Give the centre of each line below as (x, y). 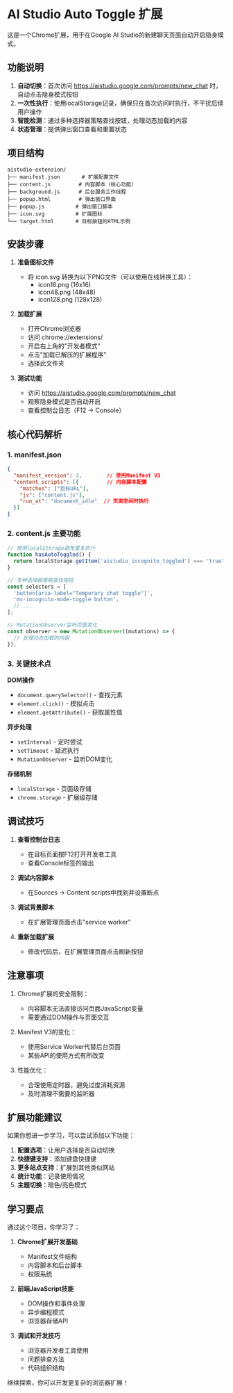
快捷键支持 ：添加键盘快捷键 (57, 1159)
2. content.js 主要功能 (44, 533)
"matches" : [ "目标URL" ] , (54, 488)
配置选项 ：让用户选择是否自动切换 (66, 1150)
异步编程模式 (46, 1312)
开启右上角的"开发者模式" (64, 346)
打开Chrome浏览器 (54, 329)
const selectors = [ (37, 587)
